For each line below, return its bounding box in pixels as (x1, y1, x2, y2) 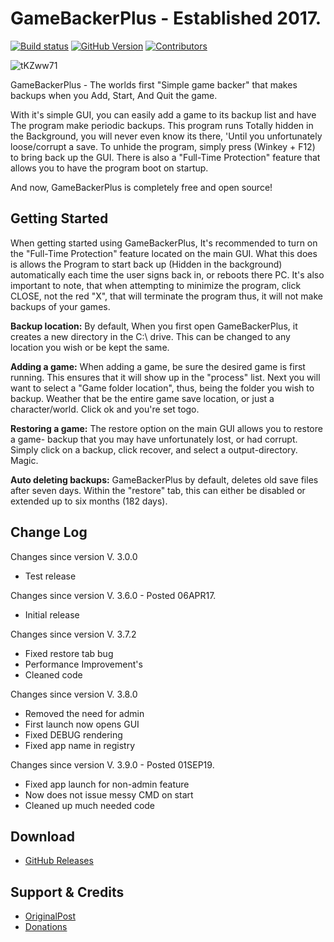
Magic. (10, 454, 39, 466)
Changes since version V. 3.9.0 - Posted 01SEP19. (10, 758, 215, 771)
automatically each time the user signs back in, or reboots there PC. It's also (10, 268, 325, 281)
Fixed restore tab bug (24, 647, 114, 659)
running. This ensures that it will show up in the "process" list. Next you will (10, 371, 321, 383)
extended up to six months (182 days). (10, 495, 168, 507)
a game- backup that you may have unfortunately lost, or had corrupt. (10, 433, 298, 445)
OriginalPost (24, 910, 77, 922)
